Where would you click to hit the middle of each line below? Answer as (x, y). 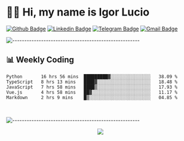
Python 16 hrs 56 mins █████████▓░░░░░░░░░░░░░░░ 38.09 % (92, 76)
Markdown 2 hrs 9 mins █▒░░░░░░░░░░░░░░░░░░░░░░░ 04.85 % (92, 97)
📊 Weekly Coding (40, 60)
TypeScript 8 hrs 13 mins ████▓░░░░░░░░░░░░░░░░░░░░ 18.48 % (92, 82)
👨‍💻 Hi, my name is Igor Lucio (78, 12)
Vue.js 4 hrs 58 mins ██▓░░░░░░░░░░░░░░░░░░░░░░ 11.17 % (92, 92)
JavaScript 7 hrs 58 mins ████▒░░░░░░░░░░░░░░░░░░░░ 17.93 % (92, 87)
